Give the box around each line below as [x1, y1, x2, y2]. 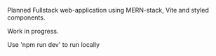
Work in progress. [7, 27, 59, 35]
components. [7, 13, 46, 22]
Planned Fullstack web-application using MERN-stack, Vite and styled [7, 6, 209, 14]
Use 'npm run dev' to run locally [7, 41, 100, 48]
